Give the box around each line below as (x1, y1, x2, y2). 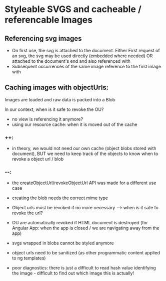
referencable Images (4, 14, 93, 26)
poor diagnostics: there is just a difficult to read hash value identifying (11, 265, 156, 271)
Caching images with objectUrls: (4, 83, 109, 92)
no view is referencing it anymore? (11, 116, 83, 122)
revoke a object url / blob (11, 156, 64, 162)
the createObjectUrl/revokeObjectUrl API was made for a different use (11, 180, 156, 186)
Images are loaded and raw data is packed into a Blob (4, 96, 115, 102)
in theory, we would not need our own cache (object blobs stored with (11, 146, 156, 152)
